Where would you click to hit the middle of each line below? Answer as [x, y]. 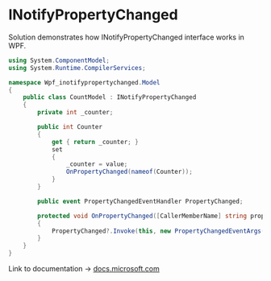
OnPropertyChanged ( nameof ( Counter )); [129, 172]
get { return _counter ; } [95, 142]
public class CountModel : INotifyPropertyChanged [110, 97]
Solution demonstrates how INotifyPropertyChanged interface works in [126, 37]
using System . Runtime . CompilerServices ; [77, 68]
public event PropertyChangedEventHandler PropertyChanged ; [140, 201]
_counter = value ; [97, 164]
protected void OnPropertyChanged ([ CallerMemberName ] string [142, 216]
